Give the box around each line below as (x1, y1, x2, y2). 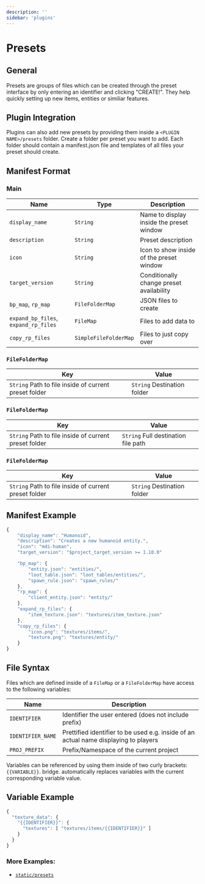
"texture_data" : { (12, 814, 59, 820)
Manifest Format (6, 166, 71, 176)
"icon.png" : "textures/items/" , (28, 629, 111, 635)
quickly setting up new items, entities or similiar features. (6, 94, 149, 102)
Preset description (140, 236, 193, 244)
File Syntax (6, 663, 50, 673)
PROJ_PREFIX (9, 746, 45, 754)
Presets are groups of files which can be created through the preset (6, 81, 177, 89)
